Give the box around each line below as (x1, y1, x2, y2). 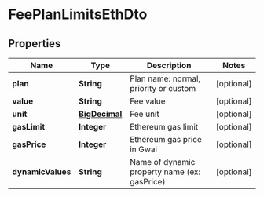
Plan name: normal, (129, 73, 201, 84)
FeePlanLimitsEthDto (8, 5, 148, 24)
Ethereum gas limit (129, 122, 199, 132)
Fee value (129, 96, 167, 107)
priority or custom (129, 83, 196, 93)
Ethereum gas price (129, 134, 203, 144)
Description (146, 60, 192, 71)
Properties (8, 37, 61, 50)
